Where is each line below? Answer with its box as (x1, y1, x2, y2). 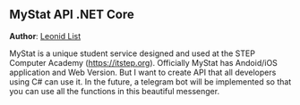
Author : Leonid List (9, 30, 81, 41)
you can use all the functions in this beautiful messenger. (9, 85, 220, 96)
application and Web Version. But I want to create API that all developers (9, 67, 277, 77)
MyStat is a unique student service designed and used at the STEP (9, 48, 255, 59)
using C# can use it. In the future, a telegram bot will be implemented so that (9, 76, 292, 87)
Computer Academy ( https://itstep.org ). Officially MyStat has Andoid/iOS (9, 57, 278, 68)
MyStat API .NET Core (9, 7, 134, 22)
